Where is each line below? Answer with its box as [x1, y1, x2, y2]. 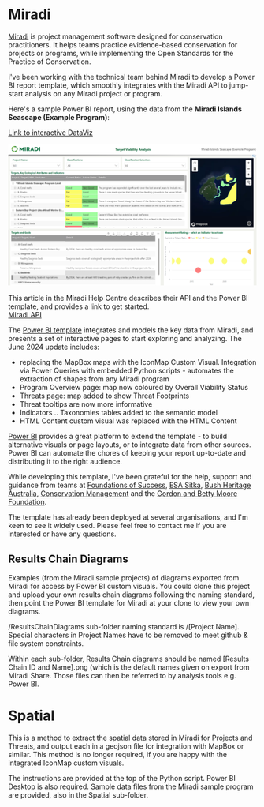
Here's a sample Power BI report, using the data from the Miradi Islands [8, 104, 243, 114]
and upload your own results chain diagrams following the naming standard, [8, 590, 255, 599]
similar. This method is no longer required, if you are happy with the [8, 750, 227, 760]
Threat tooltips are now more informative [19, 400, 153, 409]
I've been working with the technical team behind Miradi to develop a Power [8, 72, 255, 81]
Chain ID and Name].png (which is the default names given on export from [8, 662, 250, 672]
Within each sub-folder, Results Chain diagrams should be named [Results [8, 654, 250, 664]
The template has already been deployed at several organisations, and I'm [8, 512, 248, 522]
